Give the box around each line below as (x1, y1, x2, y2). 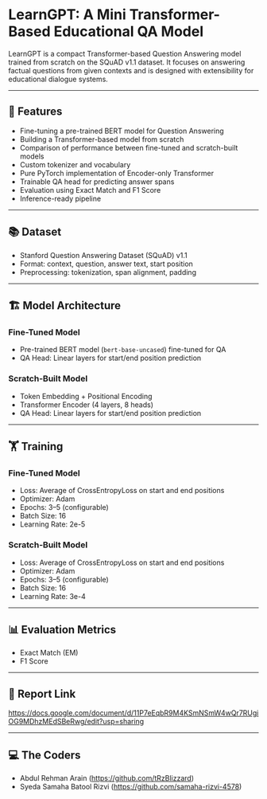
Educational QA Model (53, 22, 204, 41)
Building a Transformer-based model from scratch (19, 134, 184, 144)
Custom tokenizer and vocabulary (19, 159, 131, 169)
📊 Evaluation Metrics (8, 623, 117, 636)
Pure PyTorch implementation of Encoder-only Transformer (19, 168, 215, 178)
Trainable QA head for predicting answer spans (19, 177, 175, 186)
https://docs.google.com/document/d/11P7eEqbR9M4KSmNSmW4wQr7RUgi (8, 708, 259, 718)
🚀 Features (8, 105, 63, 119)
